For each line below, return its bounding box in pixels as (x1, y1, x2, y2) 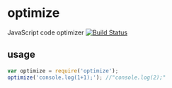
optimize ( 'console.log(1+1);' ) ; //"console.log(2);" (7, 74, 166, 81)
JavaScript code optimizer (7, 28, 84, 37)
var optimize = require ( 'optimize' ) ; (7, 67, 119, 75)
